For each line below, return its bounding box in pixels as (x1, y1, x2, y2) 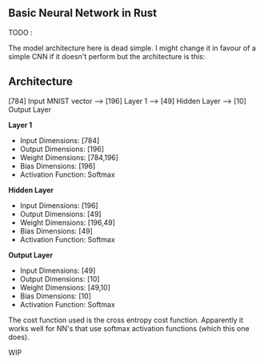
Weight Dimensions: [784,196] (19, 152, 118, 162)
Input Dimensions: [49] (19, 266, 96, 275)
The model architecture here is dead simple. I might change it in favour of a (8, 43, 256, 53)
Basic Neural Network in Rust (8, 6, 158, 20)
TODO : (8, 27, 34, 37)
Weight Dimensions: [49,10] (19, 282, 110, 292)
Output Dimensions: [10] (19, 274, 100, 283)
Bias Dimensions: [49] (19, 226, 94, 235)
